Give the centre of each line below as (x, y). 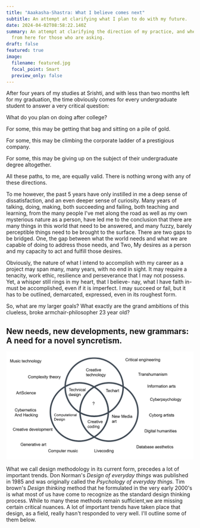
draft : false (22, 44)
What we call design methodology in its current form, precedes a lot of (93, 469)
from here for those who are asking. (58, 38)
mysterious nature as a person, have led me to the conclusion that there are (99, 220)
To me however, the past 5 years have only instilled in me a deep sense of (97, 194)
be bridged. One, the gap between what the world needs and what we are (97, 239)
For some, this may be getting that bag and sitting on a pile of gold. (88, 129)
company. (18, 147)
